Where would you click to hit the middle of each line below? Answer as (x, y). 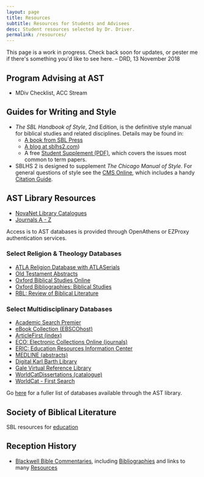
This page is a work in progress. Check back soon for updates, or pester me (102, 52)
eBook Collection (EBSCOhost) (54, 329)
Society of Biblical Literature (62, 412)
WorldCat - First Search (45, 381)
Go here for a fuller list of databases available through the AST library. (94, 393)
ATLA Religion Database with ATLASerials (67, 267)
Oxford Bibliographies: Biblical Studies (63, 286)
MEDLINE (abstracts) (42, 355)
